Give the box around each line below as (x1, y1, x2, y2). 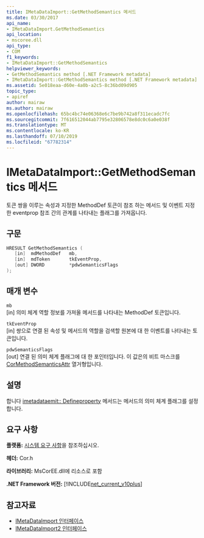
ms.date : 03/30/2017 (6, 15, 59, 21)
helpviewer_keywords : (6, 65, 62, 72)
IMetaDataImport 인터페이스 (15, 517, 84, 525)
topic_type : (6, 88, 37, 94)
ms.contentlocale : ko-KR (6, 128, 69, 134)
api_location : (6, 32, 43, 38)
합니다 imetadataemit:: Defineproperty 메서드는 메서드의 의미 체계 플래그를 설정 (6, 397, 199, 405)
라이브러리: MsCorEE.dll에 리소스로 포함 (6, 467, 102, 475)
